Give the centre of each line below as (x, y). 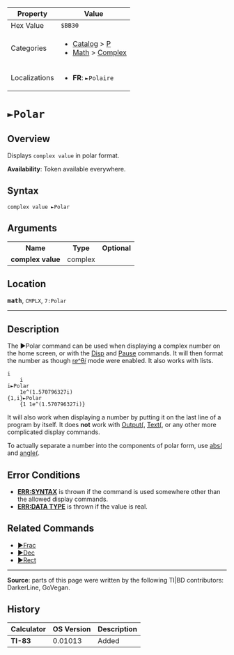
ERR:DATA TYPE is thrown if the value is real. (82, 507)
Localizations (32, 78)
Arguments (32, 228)
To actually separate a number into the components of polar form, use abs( (115, 446)
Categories (29, 48)
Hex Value (27, 25)
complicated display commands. (54, 432)
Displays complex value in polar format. (63, 155)
